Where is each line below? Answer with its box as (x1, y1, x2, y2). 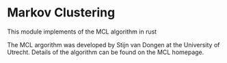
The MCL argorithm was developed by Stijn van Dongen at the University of (7, 40, 220, 49)
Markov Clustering (7, 5, 116, 21)
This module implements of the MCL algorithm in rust (7, 27, 157, 36)
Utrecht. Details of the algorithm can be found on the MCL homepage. (7, 48, 204, 56)
